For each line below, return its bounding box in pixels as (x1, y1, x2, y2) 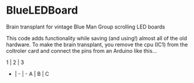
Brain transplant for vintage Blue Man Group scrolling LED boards (6, 23, 166, 30)
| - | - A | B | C (14, 70, 49, 77)
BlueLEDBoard (6, 4, 78, 17)
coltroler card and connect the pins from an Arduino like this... (6, 47, 157, 54)
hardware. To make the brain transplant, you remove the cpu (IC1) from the (6, 41, 188, 48)
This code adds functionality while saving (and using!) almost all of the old (6, 34, 187, 41)
